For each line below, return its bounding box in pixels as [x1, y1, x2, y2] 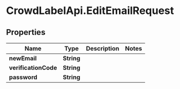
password [9, 73, 38, 81]
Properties [6, 27, 46, 37]
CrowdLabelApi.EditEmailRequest [6, 4, 174, 17]
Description [86, 45, 120, 52]
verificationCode [9, 64, 57, 72]
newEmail [9, 54, 37, 62]
